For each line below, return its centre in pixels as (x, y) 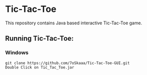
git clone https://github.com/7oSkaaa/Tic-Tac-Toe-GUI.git (68, 63)
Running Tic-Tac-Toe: (39, 38)
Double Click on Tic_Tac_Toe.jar (40, 67)
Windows (17, 53)
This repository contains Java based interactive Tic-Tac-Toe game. (74, 23)
